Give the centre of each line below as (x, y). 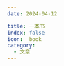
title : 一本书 (26, 26)
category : (22, 46)
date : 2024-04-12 (32, 14)
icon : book (24, 39)
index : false (26, 33)
